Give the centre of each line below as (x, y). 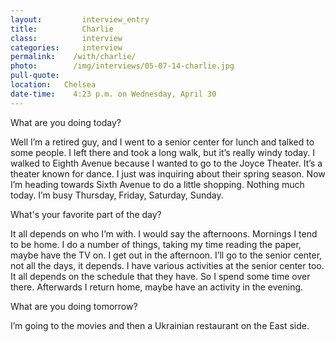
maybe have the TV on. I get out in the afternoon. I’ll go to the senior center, (166, 255)
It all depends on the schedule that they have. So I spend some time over (160, 276)
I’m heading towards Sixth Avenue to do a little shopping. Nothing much (157, 184)
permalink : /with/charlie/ (73, 57)
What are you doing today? (66, 122)
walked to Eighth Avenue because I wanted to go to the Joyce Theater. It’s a (166, 163)
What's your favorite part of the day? (86, 214)
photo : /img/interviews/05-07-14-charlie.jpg (122, 66)
